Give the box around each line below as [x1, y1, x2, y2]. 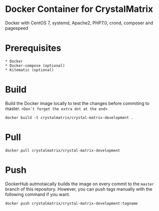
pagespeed [5, 25, 29, 31]
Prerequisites [5, 43, 62, 54]
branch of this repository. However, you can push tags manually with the [5, 186, 153, 192]
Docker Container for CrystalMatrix [5, 3, 153, 15]
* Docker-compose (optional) [5, 63, 65, 68]
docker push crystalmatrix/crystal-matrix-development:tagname [5, 201, 138, 206]
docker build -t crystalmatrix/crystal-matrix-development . [5, 115, 134, 120]
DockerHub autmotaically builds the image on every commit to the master [5, 181, 155, 187]
